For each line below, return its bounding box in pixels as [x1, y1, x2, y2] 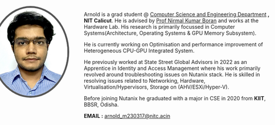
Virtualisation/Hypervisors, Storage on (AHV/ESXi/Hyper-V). [84, 83, 230, 90]
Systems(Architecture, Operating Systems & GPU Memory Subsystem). [84, 29, 257, 36]
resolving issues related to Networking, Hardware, [84, 77, 206, 84]
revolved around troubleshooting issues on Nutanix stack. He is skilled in [84, 71, 260, 78]
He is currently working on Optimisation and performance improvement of [84, 41, 263, 48]
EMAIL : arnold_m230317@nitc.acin [84, 113, 171, 119]
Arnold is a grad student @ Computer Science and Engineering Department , [84, 11, 270, 18]
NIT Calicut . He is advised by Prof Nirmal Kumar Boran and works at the [84, 17, 259, 24]
